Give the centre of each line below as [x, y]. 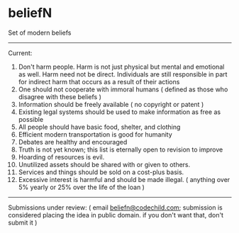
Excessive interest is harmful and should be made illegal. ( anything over [124, 179]
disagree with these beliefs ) [60, 96]
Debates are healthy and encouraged [73, 142]
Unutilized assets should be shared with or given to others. [104, 164]
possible [31, 119]
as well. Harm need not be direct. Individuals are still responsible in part [123, 74]
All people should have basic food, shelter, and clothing [99, 127]
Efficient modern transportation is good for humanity [95, 134]
